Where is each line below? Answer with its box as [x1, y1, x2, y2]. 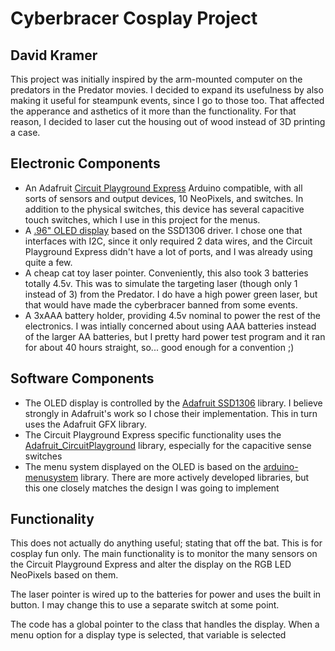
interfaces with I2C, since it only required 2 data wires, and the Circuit [24, 235, 313, 247]
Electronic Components [10, 155, 161, 172]
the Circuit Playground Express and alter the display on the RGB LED [10, 558, 292, 571]
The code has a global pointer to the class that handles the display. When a [10, 618, 320, 631]
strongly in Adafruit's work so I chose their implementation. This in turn [24, 407, 318, 419]
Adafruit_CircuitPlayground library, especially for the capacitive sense [24, 439, 312, 451]
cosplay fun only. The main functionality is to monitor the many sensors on [10, 548, 318, 560]
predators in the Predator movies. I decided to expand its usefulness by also [10, 84, 324, 96]
